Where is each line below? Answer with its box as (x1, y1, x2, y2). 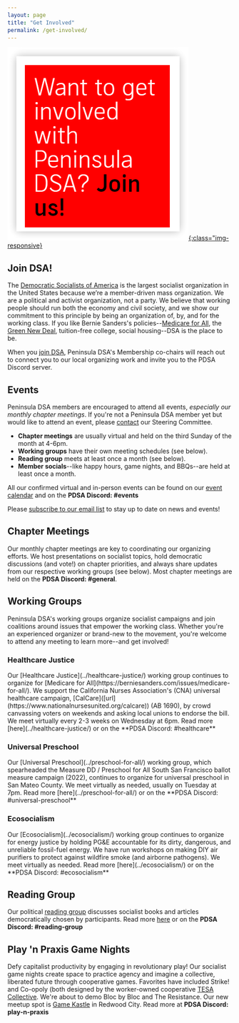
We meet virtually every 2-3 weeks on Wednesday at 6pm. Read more (7, 716, 213, 725)
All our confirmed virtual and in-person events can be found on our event (7, 484, 223, 492)
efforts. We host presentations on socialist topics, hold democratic (7, 551, 203, 560)
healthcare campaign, (7, 693, 72, 702)
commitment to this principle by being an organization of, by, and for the (7, 311, 220, 320)
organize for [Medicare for (7, 678, 85, 687)
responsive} (7, 241, 43, 250)
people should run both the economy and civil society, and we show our (7, 304, 220, 312)
